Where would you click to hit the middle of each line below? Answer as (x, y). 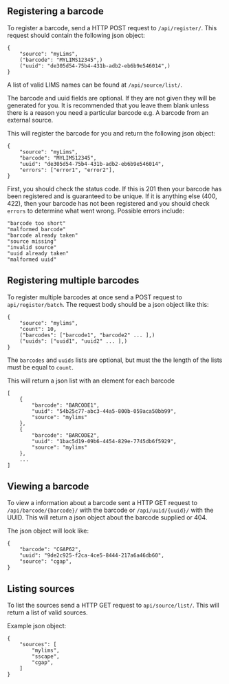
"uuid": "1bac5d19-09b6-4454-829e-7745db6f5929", (104, 441)
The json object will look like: (48, 531)
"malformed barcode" (37, 229)
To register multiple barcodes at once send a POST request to (95, 297)
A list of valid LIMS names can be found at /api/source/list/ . (95, 85)
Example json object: (37, 626)
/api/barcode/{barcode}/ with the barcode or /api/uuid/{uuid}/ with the (110, 510)
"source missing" (32, 241)
